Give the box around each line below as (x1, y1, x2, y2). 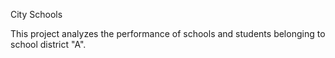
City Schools (10, 9, 63, 20)
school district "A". (10, 39, 87, 50)
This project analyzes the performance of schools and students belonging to (10, 28, 326, 39)
